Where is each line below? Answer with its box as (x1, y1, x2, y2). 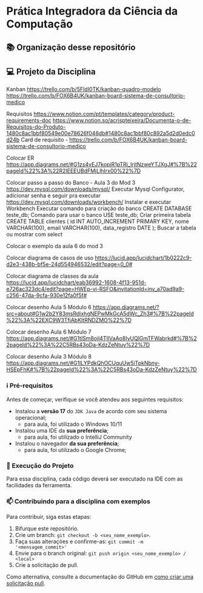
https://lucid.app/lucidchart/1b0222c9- (95, 254, 192, 262)
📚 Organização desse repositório (6, 42, 136, 52)
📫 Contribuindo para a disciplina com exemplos (6, 497, 150, 506)
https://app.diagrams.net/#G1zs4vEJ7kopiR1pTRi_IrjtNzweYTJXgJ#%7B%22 (6, 161, 197, 168)
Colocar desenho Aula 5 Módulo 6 (6, 304, 92, 311)
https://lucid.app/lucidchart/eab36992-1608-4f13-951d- (6, 279, 147, 286)
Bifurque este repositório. (15, 525, 79, 532)
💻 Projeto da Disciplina (6, 66, 96, 77)
